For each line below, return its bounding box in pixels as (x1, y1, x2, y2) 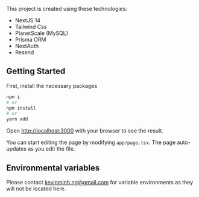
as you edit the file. (28, 145, 75, 152)
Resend (14, 49, 34, 56)
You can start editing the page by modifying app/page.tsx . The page (6, 139, 176, 146)
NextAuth (14, 42, 39, 49)
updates (6, 145, 27, 152)
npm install (6, 105, 36, 111)
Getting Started (6, 66, 66, 77)
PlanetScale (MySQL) (14, 30, 68, 37)
